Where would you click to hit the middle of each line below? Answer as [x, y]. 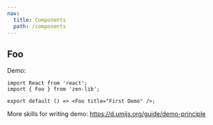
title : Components [40, 20]
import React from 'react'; [48, 83]
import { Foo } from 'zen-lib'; [53, 89]
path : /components [40, 26]
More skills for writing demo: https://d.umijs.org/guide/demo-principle [106, 114]
